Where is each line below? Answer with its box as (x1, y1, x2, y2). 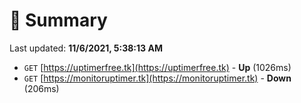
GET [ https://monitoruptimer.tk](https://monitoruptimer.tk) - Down (23, 72, 292, 84)
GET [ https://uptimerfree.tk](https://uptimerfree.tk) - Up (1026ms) (23, 61, 292, 73)
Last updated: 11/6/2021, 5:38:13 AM (9, 42, 163, 54)
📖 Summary (9, 9, 108, 32)
